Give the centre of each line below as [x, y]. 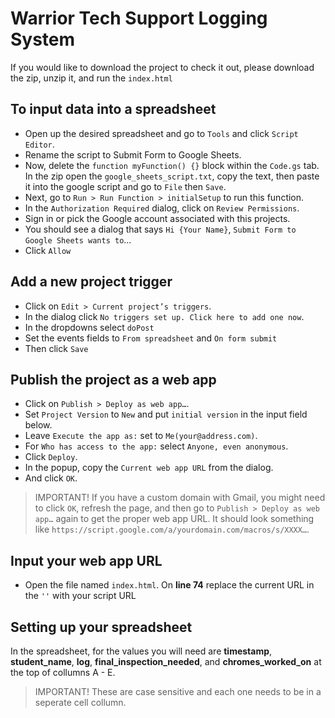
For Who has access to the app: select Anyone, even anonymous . [156, 446]
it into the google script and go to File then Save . [125, 186]
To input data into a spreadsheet [113, 109]
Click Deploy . [51, 457]
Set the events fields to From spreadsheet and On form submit [151, 338]
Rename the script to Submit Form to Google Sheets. [133, 154]
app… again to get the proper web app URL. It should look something [174, 519]
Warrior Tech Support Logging [139, 18]
